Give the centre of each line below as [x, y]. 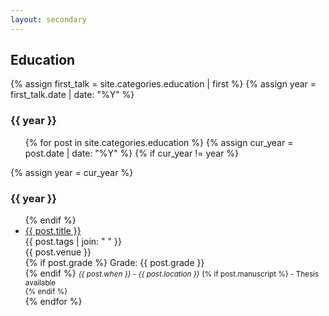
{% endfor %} [53, 302]
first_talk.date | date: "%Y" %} [72, 95]
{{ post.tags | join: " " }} [73, 242]
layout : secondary [48, 19]
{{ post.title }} [53, 231]
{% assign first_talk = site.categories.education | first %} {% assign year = [163, 84]
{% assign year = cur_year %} [72, 172]
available [40, 283]
